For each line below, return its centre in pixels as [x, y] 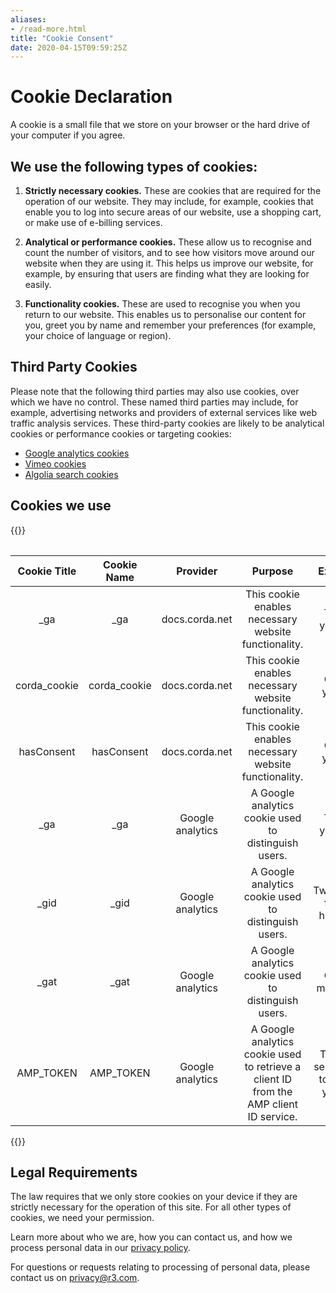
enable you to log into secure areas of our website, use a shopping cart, [173, 212]
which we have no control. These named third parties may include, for [154, 402]
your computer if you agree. [68, 135]
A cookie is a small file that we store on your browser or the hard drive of [160, 125]
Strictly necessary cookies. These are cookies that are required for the [173, 190]
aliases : [28, 19]
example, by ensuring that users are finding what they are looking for [167, 274]
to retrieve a [273, 1066]
